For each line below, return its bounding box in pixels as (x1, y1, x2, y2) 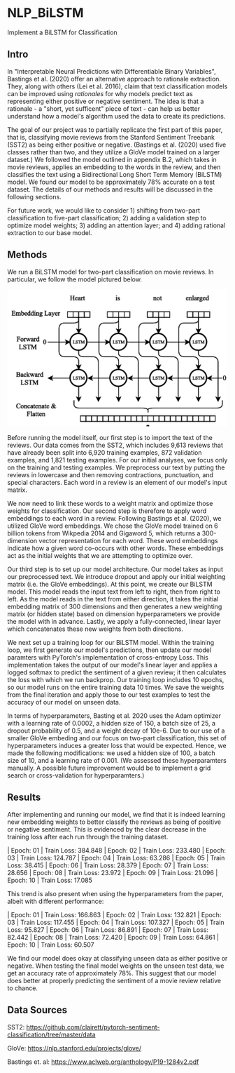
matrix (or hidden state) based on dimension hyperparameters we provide (7, 610, 220, 618)
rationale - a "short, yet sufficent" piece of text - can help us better (7, 104, 201, 113)
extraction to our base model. (7, 228, 92, 236)
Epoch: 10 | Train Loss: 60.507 (7, 940, 94, 949)
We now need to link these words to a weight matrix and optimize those (7, 500, 213, 508)
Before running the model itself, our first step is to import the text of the (7, 434, 213, 442)
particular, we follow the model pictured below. (7, 275, 142, 284)
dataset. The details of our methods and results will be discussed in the (7, 185, 213, 194)
